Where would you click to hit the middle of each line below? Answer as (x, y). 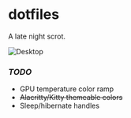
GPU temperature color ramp (67, 89)
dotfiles (34, 15)
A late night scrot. (37, 36)
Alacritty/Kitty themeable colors (71, 98)
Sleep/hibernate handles (60, 106)
